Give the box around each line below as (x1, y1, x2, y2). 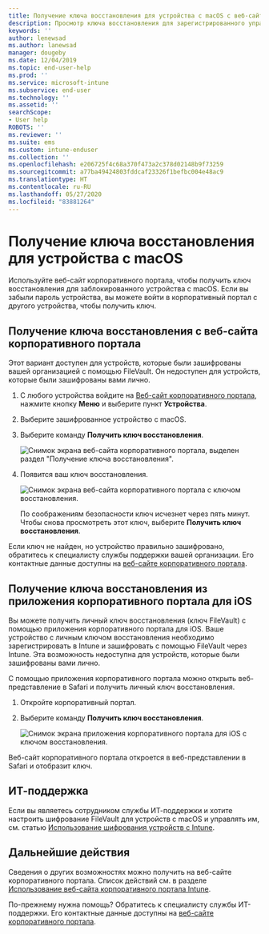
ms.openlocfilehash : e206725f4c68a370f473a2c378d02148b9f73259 (8, 161, 224, 169)
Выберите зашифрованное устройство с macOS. (19, 415, 187, 424)
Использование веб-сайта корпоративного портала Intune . (8, 884, 211, 893)
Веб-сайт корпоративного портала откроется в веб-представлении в (8, 753, 247, 763)
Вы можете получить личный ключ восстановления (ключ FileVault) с (8, 615, 247, 625)
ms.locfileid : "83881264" (8, 198, 94, 206)
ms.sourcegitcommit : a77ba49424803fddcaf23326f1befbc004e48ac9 (8, 168, 224, 176)
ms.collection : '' (8, 153, 70, 161)
